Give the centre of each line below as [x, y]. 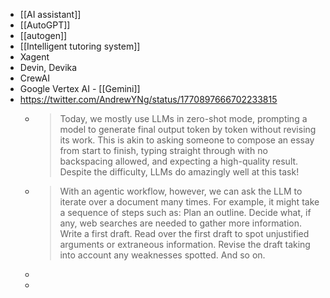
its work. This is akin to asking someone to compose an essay [187, 140]
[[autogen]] [43, 35]
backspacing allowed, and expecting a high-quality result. [179, 161]
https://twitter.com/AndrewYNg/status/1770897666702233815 [148, 99]
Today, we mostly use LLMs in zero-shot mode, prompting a [183, 118]
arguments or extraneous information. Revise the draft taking [185, 244]
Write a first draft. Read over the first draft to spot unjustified [184, 233]
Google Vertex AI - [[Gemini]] [80, 88]
